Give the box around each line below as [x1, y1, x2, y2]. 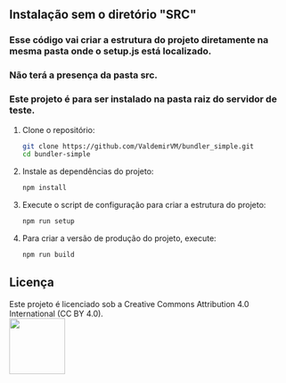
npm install [21, 183, 67, 193]
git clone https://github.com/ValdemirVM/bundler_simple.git [21, 142, 255, 151]
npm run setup [21, 217, 75, 226]
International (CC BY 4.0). [9, 308, 104, 319]
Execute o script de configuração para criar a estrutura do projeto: [21, 200, 266, 211]
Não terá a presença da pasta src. [9, 69, 158, 81]
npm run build [21, 250, 75, 260]
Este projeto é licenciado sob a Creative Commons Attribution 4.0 [9, 298, 249, 309]
